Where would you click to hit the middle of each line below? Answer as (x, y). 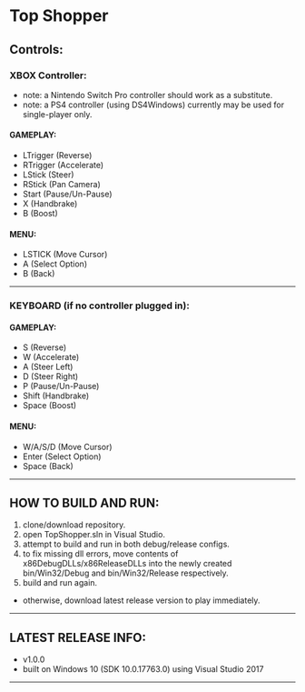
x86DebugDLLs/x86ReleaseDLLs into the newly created (127, 564)
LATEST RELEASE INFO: (78, 637)
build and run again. (60, 583)
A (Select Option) (55, 264)
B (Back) (39, 274)
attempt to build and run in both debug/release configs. (126, 544)
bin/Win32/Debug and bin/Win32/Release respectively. (125, 573)
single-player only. (57, 114)
